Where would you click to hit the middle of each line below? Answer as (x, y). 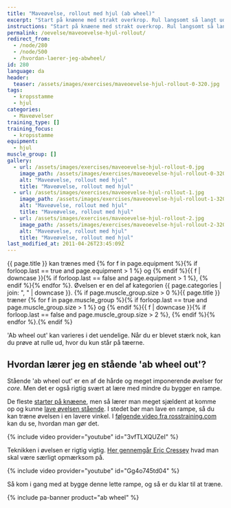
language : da (26, 71)
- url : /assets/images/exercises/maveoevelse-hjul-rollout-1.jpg (109, 193)
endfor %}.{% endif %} (40, 322)
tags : (15, 90)
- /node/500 (31, 52)
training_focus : (30, 129)
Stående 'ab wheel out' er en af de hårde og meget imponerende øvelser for (115, 381)
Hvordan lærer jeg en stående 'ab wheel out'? (107, 364)
